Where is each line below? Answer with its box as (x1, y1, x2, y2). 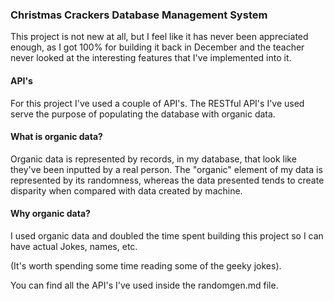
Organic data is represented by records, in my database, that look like (10, 153, 297, 165)
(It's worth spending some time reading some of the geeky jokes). (10, 259, 282, 272)
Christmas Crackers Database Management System (10, 8, 268, 22)
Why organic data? (10, 208, 91, 220)
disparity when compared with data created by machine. (10, 184, 243, 197)
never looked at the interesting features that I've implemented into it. (10, 52, 292, 64)
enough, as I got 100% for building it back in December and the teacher (10, 41, 305, 53)
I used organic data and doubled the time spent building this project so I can (10, 229, 324, 242)
